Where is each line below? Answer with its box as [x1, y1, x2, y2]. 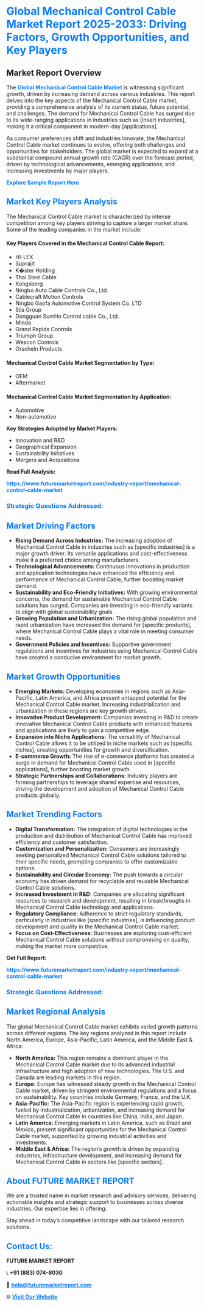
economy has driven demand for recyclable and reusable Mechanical [15, 877, 189, 884]
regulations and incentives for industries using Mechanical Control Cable [15, 647, 198, 655]
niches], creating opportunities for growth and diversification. [15, 746, 169, 753]
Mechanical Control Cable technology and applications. [15, 903, 155, 911]
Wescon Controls [15, 339, 59, 346]
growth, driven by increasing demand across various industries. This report [6, 90, 195, 97]
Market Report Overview [6, 67, 102, 78]
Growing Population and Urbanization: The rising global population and [15, 615, 197, 622]
